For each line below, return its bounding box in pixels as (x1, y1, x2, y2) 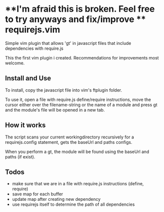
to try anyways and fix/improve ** (5, 14, 146, 25)
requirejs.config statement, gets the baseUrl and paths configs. (5, 139, 133, 145)
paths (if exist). (5, 154, 36, 159)
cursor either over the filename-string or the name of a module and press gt (5, 101, 158, 108)
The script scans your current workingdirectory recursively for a (5, 134, 134, 140)
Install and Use (5, 74, 51, 82)
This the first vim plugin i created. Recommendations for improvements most (5, 55, 159, 60)
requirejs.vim (5, 24, 61, 35)
